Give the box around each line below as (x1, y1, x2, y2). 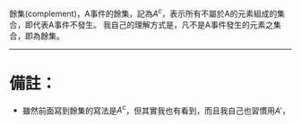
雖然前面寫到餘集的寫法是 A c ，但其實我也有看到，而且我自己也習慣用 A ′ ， (21, 103, 290, 116)
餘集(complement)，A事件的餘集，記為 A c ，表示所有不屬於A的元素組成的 (9, 7, 278, 19)
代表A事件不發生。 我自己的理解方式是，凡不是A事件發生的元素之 (32, 19, 274, 29)
